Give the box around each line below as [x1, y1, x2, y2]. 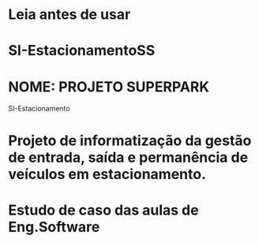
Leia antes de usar [8, 6, 131, 24]
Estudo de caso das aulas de [8, 201, 199, 219]
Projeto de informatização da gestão [8, 132, 252, 149]
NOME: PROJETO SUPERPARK [8, 77, 210, 95]
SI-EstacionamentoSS [8, 42, 156, 60]
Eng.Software [8, 218, 100, 236]
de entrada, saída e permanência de [8, 148, 249, 166]
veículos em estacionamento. [8, 165, 207, 183]
